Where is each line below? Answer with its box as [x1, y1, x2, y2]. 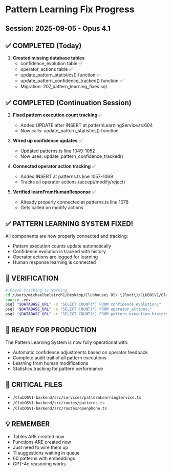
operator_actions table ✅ [20, 66, 73, 72]
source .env [5, 297, 31, 302]
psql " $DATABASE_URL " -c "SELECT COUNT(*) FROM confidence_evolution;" [5, 302, 161, 307]
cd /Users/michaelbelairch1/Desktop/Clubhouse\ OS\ [5, 292, 118, 298]
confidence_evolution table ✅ [20, 60, 83, 67]
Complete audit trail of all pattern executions [12, 355, 106, 361]
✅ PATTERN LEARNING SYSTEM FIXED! [5, 219, 134, 228]
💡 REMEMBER [5, 420, 50, 428]
